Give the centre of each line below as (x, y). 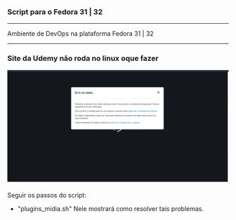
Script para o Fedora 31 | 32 (55, 12)
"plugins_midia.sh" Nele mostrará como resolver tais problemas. (111, 209)
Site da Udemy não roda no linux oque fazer (83, 58)
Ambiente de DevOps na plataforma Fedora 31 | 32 (81, 34)
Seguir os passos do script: (47, 195)
